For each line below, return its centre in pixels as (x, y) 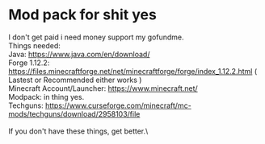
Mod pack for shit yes (83, 15)
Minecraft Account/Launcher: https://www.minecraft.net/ (103, 88)
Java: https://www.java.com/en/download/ (79, 54)
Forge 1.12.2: (29, 63)
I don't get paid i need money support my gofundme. (96, 37)
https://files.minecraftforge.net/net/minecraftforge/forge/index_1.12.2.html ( (132, 71)
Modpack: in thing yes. (46, 97)
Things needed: (34, 45)
